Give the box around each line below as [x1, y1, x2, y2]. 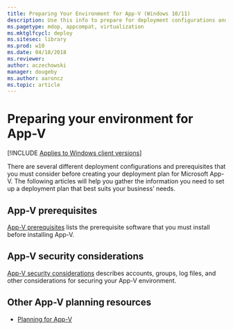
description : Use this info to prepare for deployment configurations [7, 17, 216, 24]
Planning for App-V [17, 315, 73, 323]
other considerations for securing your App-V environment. [7, 276, 177, 285]
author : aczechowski [7, 62, 67, 69]
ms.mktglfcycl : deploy [7, 29, 73, 37]
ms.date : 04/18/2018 [7, 49, 67, 56]
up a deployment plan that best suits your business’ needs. [7, 185, 175, 193]
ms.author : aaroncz [7, 74, 64, 82]
